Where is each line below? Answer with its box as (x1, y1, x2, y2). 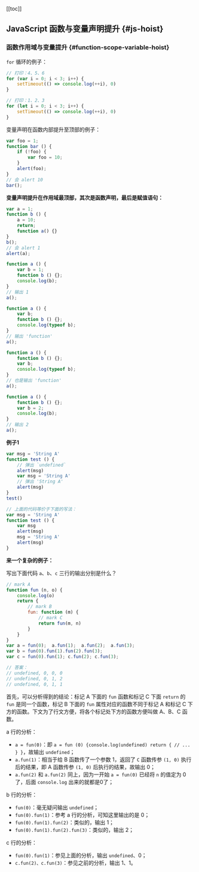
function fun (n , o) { (6, 587, 63, 593)
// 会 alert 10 (6, 177, 43, 183)
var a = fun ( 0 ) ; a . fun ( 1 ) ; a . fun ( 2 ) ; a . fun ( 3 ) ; (6, 643, 135, 649)
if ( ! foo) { (17, 149, 47, 155)
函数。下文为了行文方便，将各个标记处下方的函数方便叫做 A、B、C (16, 708, 181, 715)
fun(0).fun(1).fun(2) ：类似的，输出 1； (14, 819, 115, 826)
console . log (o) (17, 592, 55, 598)
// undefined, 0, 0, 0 (6, 670, 63, 676)
